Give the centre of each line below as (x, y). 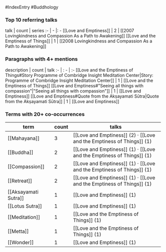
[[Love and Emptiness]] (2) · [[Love (114, 135)
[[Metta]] (18, 231)
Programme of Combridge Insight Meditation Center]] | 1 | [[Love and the (79, 80)
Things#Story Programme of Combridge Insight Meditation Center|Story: (79, 75)
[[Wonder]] (21, 242)
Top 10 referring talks (31, 20)
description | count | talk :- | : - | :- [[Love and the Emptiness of (69, 70)
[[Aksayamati (23, 192)
